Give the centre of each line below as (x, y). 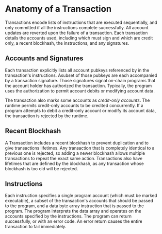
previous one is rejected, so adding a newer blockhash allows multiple (75, 153)
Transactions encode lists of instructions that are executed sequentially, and (81, 22)
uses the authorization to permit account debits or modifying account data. (80, 90)
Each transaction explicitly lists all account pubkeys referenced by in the (77, 70)
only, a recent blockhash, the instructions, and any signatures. (67, 43)
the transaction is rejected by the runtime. (47, 116)
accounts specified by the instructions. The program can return (68, 216)
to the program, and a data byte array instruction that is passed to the (74, 206)
